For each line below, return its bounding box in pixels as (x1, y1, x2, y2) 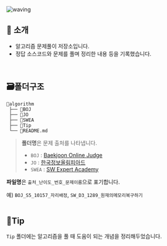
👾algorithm (6, 101, 34, 107)
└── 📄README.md (9, 127, 48, 134)
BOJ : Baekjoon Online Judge (30, 151, 103, 158)
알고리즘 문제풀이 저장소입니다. (15, 42, 90, 50)
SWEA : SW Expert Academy (30, 165, 99, 173)
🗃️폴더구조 (6, 81, 45, 92)
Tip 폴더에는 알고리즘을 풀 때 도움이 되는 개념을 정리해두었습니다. (6, 233, 162, 240)
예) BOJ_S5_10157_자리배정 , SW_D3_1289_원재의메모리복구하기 (6, 191, 143, 198)
